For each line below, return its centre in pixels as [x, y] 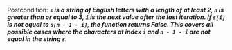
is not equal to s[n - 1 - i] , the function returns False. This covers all [110, 24]
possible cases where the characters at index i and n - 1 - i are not [109, 32]
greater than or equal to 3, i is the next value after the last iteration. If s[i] [116, 17]
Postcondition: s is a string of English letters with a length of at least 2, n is [116, 10]
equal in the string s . [37, 39]
